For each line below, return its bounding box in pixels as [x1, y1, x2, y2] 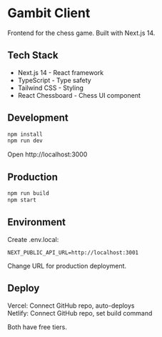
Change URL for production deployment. [7, 261, 127, 270]
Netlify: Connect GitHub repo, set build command [7, 308, 153, 317]
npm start [7, 196, 37, 203]
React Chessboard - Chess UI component [17, 91, 141, 99]
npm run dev [7, 137, 43, 144]
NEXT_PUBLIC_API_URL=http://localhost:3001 [7, 248, 139, 256]
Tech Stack [7, 49, 59, 61]
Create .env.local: [7, 235, 59, 243]
